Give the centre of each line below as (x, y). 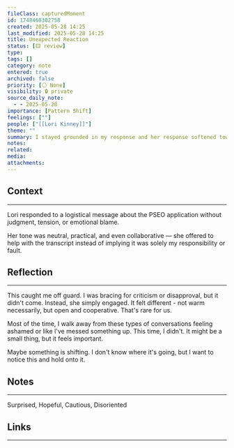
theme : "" (22, 130)
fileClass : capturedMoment (46, 14)
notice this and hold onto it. (46, 359)
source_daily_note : (36, 98)
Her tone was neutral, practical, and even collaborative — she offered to (110, 235)
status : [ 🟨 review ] (37, 46)
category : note (29, 66)
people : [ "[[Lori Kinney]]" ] (49, 124)
